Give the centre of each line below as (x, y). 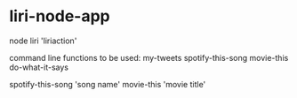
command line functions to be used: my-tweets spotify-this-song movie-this (149, 57)
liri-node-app (60, 16)
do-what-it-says (39, 67)
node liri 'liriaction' (43, 41)
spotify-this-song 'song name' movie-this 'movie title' (108, 84)
